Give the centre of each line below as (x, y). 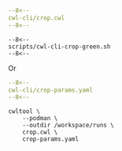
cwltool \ (24, 111)
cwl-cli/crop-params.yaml (50, 90)
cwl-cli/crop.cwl (37, 18)
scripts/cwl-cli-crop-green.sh (59, 47)
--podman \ (40, 119)
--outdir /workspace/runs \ (68, 126)
